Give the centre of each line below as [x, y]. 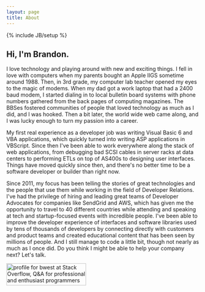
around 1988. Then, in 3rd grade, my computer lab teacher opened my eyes [102, 82]
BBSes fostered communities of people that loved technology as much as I [100, 108]
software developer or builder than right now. [63, 172]
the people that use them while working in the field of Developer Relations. [100, 190]
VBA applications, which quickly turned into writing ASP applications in [96, 139]
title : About [23, 18]
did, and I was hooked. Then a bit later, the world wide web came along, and [102, 114]
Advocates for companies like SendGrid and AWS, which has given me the [100, 203]
